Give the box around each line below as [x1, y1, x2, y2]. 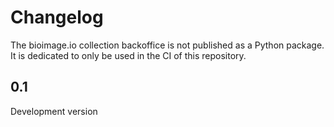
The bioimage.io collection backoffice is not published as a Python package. [10, 39, 325, 51]
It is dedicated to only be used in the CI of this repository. [10, 49, 247, 61]
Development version [10, 105, 98, 117]
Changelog [10, 6, 104, 29]
